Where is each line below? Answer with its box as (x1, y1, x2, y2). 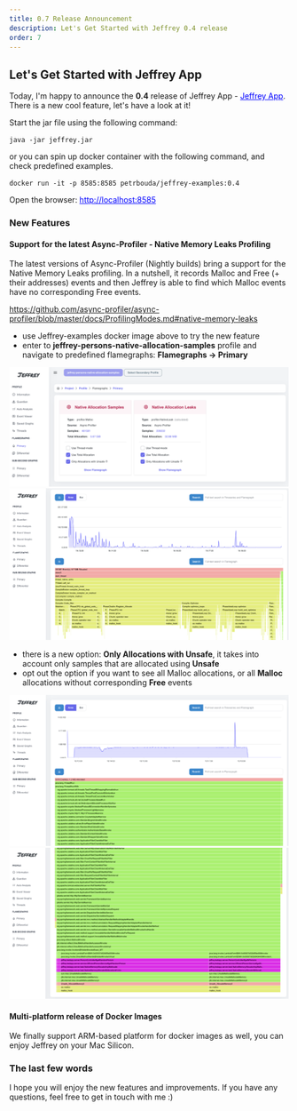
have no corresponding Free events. (9, 287, 142, 298)
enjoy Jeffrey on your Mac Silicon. (9, 1040, 135, 1051)
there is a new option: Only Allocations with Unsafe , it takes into (21, 649, 260, 659)
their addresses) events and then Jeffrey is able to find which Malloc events (9, 277, 286, 288)
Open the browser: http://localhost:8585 (9, 195, 157, 205)
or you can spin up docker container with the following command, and (9, 151, 265, 162)
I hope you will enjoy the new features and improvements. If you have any (9, 1083, 278, 1093)
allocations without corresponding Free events (21, 677, 192, 688)
